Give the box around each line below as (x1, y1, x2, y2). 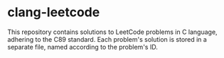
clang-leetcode (7, 4, 100, 21)
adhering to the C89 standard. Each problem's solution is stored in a (7, 35, 208, 43)
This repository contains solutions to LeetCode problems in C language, (7, 28, 218, 36)
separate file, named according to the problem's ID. (7, 42, 158, 51)
